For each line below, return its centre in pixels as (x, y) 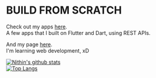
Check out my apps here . (37, 27)
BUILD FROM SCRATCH (64, 10)
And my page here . (29, 44)
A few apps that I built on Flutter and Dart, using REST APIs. (78, 32)
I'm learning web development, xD (48, 50)
